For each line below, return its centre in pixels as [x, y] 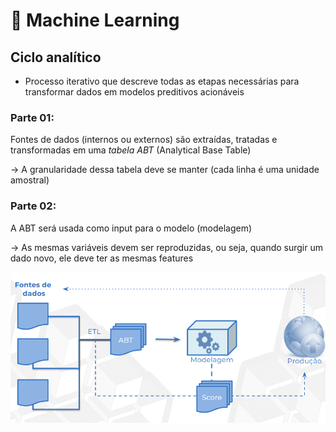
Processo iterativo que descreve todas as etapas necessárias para [162, 81]
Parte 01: [32, 117]
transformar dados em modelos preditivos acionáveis [134, 92]
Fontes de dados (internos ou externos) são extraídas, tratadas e [144, 140]
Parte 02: [33, 206]
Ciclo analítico [56, 57]
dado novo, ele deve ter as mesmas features [102, 258]
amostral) [30, 180]
